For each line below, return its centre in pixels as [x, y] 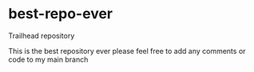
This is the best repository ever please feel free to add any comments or [127, 51]
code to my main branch [48, 59]
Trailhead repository [42, 36]
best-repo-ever [61, 14]
